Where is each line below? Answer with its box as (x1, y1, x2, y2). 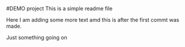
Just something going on (6, 34, 67, 41)
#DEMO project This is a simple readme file (6, 5, 113, 12)
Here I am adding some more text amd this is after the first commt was (6, 16, 180, 23)
